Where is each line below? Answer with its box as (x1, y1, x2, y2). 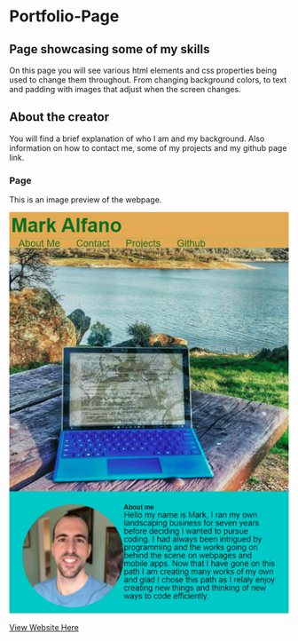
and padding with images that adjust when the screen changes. (9, 84, 241, 94)
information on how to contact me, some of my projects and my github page (9, 142, 287, 153)
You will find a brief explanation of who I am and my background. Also (9, 133, 265, 144)
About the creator (9, 109, 110, 125)
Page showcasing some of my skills (9, 42, 210, 57)
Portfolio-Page (9, 6, 120, 27)
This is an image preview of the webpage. (9, 194, 162, 205)
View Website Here (9, 622, 80, 633)
